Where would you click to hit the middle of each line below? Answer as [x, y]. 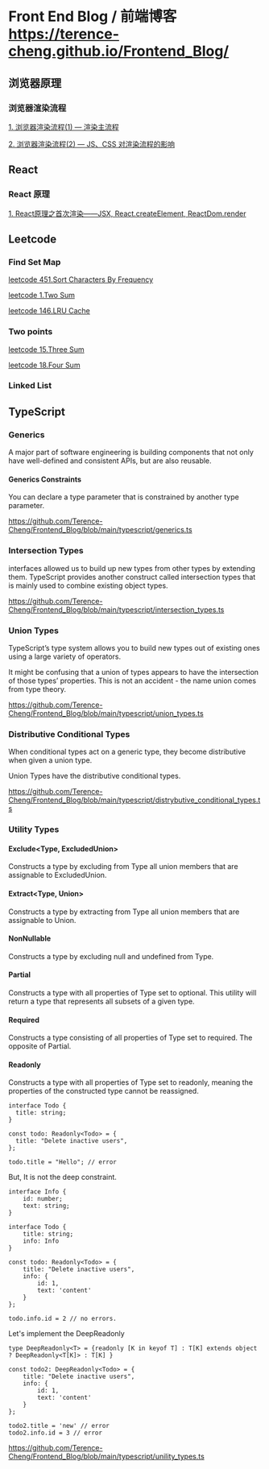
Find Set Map [35, 262]
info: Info [41, 1241]
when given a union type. [50, 760]
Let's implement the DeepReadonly [66, 1334]
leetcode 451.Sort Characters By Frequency [81, 279]
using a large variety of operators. [65, 656]
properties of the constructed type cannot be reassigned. [103, 1091]
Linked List [30, 386]
